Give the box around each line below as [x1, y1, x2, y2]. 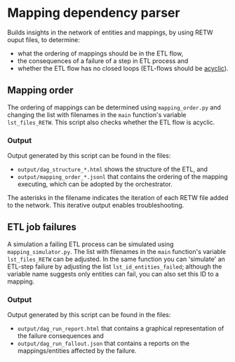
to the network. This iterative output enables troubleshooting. [7, 201, 184, 210]
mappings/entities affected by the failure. [17, 347, 137, 355]
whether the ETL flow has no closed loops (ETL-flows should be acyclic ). [17, 64, 229, 72]
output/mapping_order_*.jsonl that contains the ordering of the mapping [17, 173, 228, 181]
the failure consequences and [17, 332, 104, 340]
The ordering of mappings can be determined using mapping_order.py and [7, 103, 221, 112]
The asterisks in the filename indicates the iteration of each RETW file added [7, 194, 229, 202]
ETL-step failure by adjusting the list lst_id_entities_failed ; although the [7, 262, 222, 271]
